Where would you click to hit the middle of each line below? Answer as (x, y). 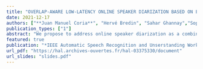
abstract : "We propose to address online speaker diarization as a (93, 34)
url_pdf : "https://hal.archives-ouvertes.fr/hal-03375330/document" (94, 51)
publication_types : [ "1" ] (39, 28)
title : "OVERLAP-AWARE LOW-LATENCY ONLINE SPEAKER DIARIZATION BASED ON (100, 12)
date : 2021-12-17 (28, 17)
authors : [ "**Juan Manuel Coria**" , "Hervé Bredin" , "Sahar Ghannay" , (97, 23)
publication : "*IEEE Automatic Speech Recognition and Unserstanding (96, 46)
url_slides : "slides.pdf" (39, 56)
